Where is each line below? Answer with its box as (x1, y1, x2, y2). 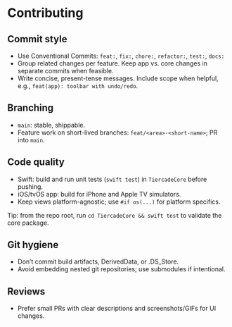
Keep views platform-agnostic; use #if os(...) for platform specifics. (17, 197, 221, 206)
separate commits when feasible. (17, 67, 114, 75)
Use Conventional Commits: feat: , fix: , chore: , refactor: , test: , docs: (17, 51, 225, 60)
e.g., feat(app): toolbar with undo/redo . (17, 82, 138, 90)
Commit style (7, 33, 67, 45)
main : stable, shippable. (17, 121, 86, 129)
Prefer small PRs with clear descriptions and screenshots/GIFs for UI (17, 304, 217, 313)
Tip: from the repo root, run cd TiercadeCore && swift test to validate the (7, 211, 222, 219)
